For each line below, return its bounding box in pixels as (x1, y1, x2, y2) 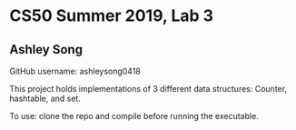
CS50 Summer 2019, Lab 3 (9, 5, 214, 26)
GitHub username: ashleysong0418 (9, 65, 141, 76)
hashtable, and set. (9, 93, 82, 104)
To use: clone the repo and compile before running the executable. (9, 111, 259, 121)
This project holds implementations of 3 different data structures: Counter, (9, 84, 288, 94)
